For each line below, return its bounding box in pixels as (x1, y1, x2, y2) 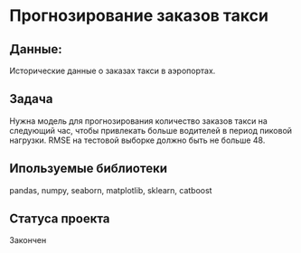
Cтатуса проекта (9, 211, 110, 227)
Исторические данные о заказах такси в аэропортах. (9, 65, 216, 76)
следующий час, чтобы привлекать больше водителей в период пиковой (9, 125, 292, 136)
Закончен (9, 235, 47, 246)
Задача (9, 91, 53, 107)
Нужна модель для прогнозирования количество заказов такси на (9, 115, 268, 126)
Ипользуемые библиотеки (9, 161, 167, 176)
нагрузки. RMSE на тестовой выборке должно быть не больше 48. (9, 135, 266, 145)
